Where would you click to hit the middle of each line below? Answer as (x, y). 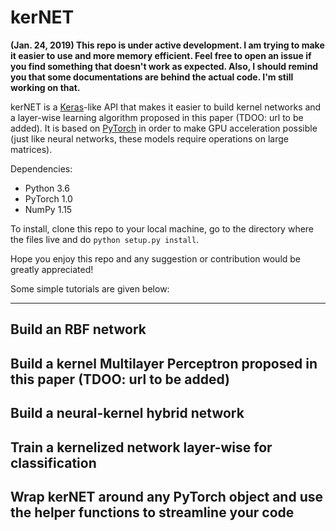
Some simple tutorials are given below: (90, 288)
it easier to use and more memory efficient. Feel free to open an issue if (161, 55)
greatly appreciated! (52, 269)
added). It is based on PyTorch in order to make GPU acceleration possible (164, 128)
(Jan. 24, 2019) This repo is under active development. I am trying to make (167, 45)
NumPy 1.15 (48, 209)
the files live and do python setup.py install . (105, 239)
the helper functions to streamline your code (152, 512)
